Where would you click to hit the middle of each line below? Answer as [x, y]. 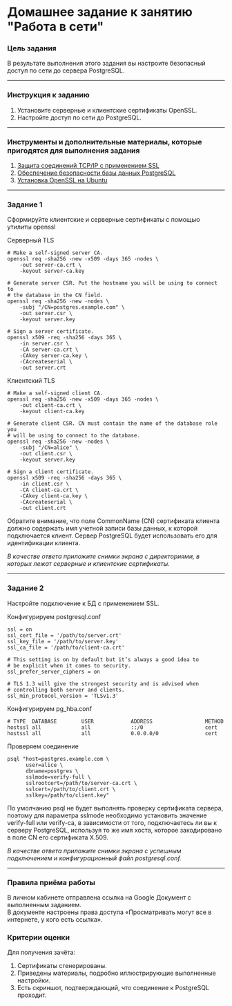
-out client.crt [43, 509]
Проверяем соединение [43, 746]
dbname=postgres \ [52, 771]
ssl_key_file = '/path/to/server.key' [63, 641]
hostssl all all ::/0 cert [112, 727]
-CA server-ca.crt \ [49, 350]
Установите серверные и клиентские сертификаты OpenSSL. [107, 110]
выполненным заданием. [44, 904]
